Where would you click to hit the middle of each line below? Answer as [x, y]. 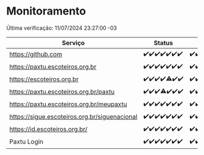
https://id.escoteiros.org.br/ [49, 130]
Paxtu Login [26, 142]
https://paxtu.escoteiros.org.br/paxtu [62, 92]
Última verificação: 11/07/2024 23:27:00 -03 [62, 28]
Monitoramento [46, 11]
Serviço [73, 42]
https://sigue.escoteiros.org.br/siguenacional [73, 117]
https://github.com [36, 54]
